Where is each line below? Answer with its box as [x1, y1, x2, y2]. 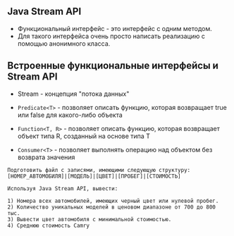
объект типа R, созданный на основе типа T [17, 132, 150, 140]
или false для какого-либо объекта [17, 111, 123, 119]
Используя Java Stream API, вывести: [7, 185, 118, 192]
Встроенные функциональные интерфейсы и [7, 60, 218, 72]
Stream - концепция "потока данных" [17, 89, 130, 98]
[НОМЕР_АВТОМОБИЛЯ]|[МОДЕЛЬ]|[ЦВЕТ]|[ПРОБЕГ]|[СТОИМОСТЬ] [7, 173, 181, 180]
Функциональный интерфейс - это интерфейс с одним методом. [17, 24, 213, 32]
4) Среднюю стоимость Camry [7, 222, 90, 229]
